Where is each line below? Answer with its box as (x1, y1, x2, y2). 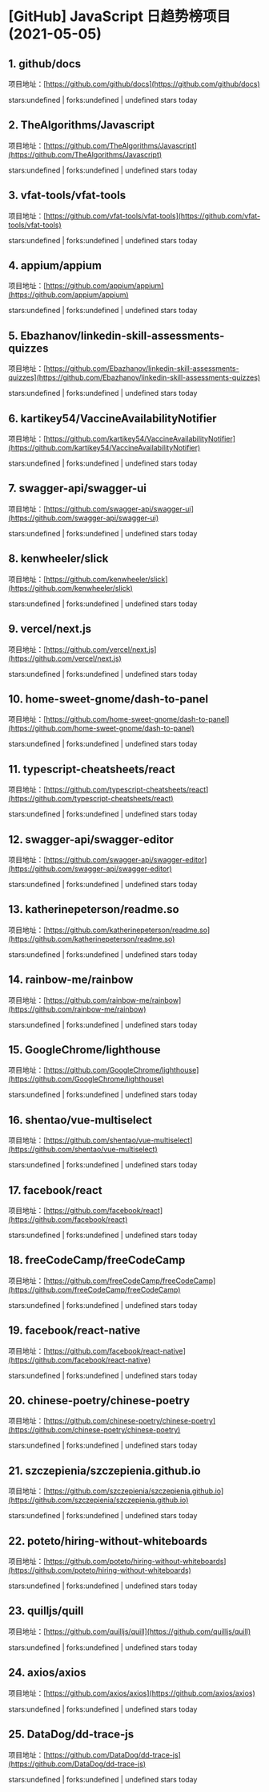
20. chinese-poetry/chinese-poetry (8, 1394, 191, 1407)
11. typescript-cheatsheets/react (8, 762, 176, 776)
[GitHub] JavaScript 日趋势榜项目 (8, 7, 231, 26)
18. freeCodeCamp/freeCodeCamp (8, 1253, 186, 1267)
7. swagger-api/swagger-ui (8, 482, 147, 495)
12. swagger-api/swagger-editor (8, 833, 175, 846)
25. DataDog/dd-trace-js (8, 1728, 134, 1741)
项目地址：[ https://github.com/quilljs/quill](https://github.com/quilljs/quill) (8, 1627, 251, 1636)
